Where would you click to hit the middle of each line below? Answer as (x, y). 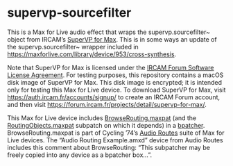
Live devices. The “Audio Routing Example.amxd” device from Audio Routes (115, 140)
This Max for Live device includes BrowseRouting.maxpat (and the (102, 118)
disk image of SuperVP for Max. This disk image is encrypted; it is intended (115, 82)
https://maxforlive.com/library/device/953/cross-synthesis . (92, 54)
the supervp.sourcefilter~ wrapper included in (73, 47)
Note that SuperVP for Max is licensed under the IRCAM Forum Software (111, 67)
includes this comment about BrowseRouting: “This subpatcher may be (109, 147)
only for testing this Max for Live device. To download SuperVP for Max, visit (116, 90)
